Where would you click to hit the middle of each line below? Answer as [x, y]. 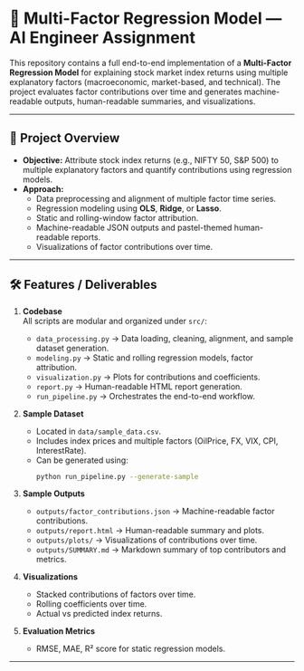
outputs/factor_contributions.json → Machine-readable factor [155, 512]
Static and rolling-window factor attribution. [117, 217]
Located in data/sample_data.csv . [98, 431]
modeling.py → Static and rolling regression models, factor [144, 358]
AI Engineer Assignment [103, 38]
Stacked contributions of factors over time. [116, 594]
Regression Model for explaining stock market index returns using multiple [149, 72]
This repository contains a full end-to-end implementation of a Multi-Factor [151, 62]
